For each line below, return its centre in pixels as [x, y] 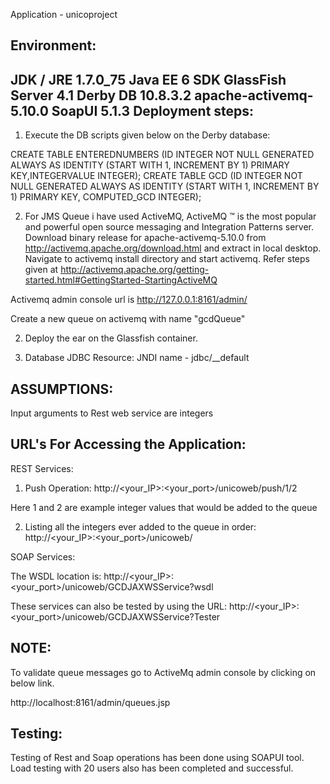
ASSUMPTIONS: [62, 389]
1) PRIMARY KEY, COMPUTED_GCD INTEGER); [106, 197]
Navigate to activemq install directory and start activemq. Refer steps [167, 259]
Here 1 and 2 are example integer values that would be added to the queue [164, 507]
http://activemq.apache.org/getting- [135, 270]
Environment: [53, 45]
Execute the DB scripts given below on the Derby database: [147, 135]
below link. [32, 683]
